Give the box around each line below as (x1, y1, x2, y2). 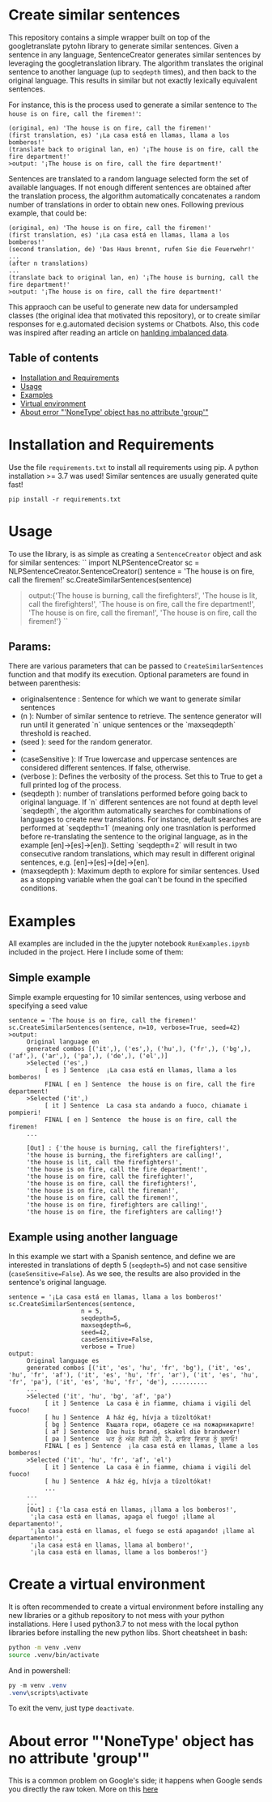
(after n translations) (8, 259, 89, 267)
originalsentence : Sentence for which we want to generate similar (19, 694, 241, 704)
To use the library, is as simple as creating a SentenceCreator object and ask (8, 549, 262, 558)
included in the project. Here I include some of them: (8, 947, 184, 957)
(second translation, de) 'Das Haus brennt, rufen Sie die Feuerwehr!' (8, 245, 255, 253)
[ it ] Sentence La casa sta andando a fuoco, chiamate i (44, 1102, 249, 1110)
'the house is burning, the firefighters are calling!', (26, 1151, 223, 1159)
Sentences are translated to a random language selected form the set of (8, 173, 249, 183)
